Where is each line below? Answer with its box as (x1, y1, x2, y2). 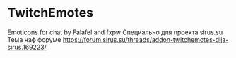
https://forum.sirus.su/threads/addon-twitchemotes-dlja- (62, 35, 229, 43)
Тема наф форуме (7, 35, 61, 43)
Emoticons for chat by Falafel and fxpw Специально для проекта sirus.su (7, 28, 223, 36)
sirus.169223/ (7, 43, 47, 51)
